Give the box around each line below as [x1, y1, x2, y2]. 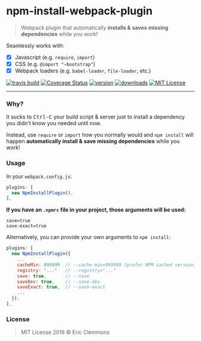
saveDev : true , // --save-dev [17, 279, 100, 285]
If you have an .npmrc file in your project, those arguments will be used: [6, 206, 187, 213]
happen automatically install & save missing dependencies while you [6, 138, 180, 145]
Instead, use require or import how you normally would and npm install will [6, 131, 194, 138]
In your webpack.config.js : [6, 173, 72, 180]
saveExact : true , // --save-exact [17, 284, 106, 290]
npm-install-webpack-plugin [6, 4, 153, 18]
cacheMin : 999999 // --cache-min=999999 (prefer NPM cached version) [17, 262, 197, 268]
